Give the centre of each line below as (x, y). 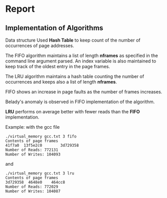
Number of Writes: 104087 (33, 191)
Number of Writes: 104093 (33, 154)
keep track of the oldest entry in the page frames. (58, 66)
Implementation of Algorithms (54, 28)
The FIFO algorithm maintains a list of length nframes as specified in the (82, 55)
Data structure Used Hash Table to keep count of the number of (73, 40)
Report (20, 9)
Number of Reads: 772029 (32, 187)
